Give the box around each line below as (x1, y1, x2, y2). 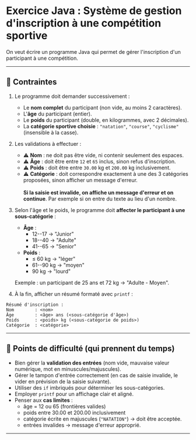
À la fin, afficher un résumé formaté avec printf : (14, 290, 133, 297)
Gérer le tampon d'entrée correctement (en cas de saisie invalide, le (14, 371, 178, 378)
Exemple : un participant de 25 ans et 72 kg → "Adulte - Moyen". (14, 279, 170, 286)
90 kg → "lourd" (32, 268, 71, 275)
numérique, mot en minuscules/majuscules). (14, 365, 121, 373)
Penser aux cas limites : (14, 397, 73, 404)
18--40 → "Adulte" (32, 236, 77, 244)
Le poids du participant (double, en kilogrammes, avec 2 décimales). (23, 116, 189, 124)
